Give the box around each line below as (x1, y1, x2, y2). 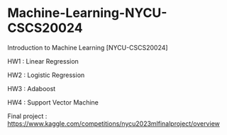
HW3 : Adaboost (7, 84, 56, 93)
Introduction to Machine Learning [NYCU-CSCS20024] (7, 43, 168, 52)
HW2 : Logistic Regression (7, 71, 85, 79)
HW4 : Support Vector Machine (7, 98, 99, 107)
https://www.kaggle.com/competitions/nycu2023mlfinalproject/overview (7, 119, 220, 128)
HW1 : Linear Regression (7, 57, 79, 65)
